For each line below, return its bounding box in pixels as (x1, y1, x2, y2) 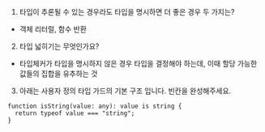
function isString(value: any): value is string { (7, 102, 182, 110)
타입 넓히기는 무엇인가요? (19, 41, 100, 51)
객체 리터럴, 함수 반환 (19, 24, 87, 34)
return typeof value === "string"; (15, 109, 135, 117)
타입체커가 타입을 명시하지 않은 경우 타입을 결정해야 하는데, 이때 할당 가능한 (19, 59, 258, 68)
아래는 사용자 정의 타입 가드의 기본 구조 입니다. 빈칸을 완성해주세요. (19, 86, 232, 96)
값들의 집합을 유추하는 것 (19, 69, 98, 79)
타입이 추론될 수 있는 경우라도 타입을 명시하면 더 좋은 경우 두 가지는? (19, 7, 235, 16)
